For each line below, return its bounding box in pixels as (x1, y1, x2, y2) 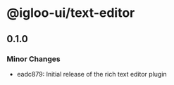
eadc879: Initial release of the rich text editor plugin (16, 70, 167, 78)
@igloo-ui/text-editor (6, 5, 135, 21)
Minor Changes (6, 54, 61, 64)
